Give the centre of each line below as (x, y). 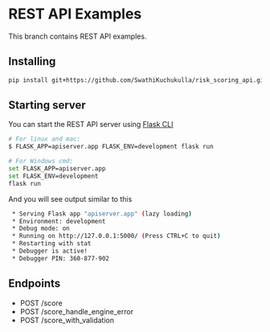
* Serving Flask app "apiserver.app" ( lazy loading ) (102, 214)
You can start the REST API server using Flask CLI (91, 125)
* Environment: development (59, 221)
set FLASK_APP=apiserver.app (57, 169)
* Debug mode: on (41, 229)
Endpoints (35, 283)
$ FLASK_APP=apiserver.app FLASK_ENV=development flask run (111, 147)
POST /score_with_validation (67, 320)
